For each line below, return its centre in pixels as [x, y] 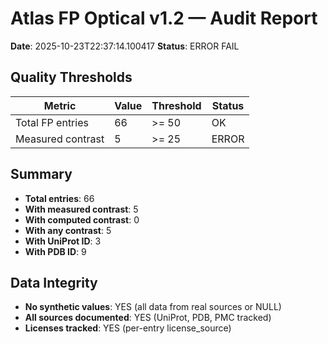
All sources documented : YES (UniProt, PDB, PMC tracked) [148, 318]
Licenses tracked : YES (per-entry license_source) [128, 328]
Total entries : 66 [59, 198]
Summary [41, 174]
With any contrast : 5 [68, 230]
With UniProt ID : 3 [63, 241]
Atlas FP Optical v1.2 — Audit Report [164, 18]
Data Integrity [54, 282]
